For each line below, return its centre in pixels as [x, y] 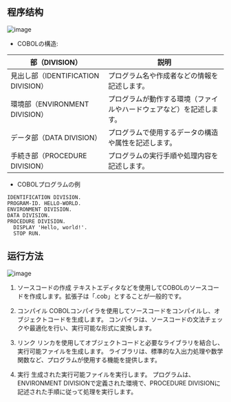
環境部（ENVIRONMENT [50, 104]
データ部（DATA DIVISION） [56, 138]
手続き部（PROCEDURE [49, 156]
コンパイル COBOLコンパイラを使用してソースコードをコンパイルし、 [115, 310]
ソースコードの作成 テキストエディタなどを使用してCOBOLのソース [112, 287]
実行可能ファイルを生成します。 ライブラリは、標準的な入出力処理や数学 [120, 351]
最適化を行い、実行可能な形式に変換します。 [92, 328]
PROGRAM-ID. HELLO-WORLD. [44, 203]
